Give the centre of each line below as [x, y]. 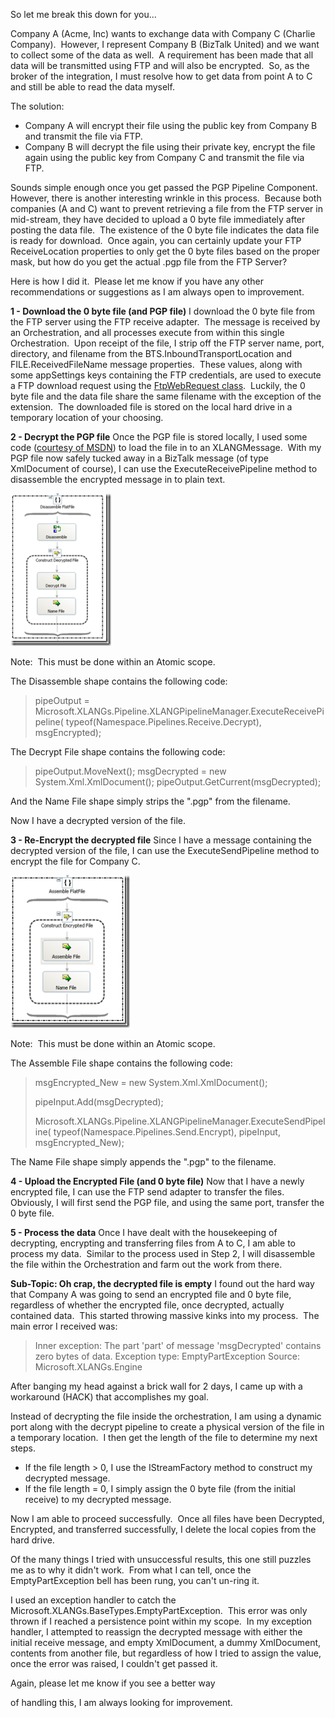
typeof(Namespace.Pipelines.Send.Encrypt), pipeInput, [167, 1132]
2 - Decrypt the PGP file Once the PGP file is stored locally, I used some [159, 437]
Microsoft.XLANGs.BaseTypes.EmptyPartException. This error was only [159, 1610]
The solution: [37, 106]
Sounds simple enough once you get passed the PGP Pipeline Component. [164, 187]
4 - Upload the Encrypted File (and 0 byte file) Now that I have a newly [157, 1181]
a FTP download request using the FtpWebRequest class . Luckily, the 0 [158, 385]
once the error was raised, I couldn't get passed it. [114, 1663]
